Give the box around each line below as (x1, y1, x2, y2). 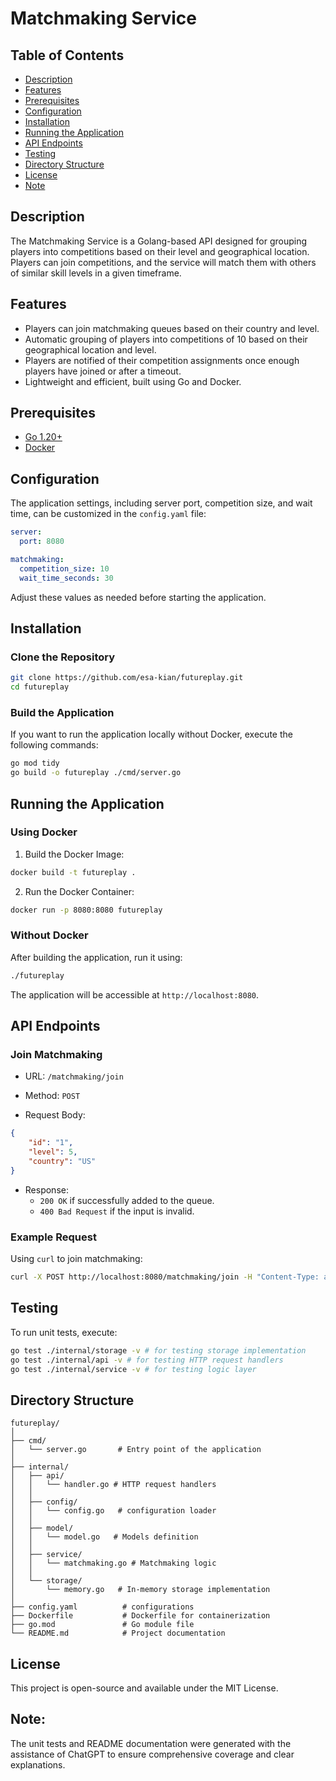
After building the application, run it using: (10, 951, 183, 963)
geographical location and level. (24, 343, 157, 356)
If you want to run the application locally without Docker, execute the (10, 728, 293, 741)
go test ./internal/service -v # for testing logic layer (10, 1364, 257, 1374)
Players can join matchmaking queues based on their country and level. (24, 322, 320, 334)
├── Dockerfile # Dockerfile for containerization (10, 1611, 271, 1621)
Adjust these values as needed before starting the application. (10, 591, 267, 603)
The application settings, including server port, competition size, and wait (10, 497, 313, 509)
